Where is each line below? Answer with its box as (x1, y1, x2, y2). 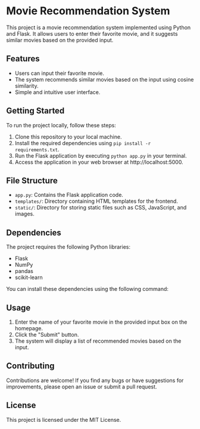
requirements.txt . (14, 146, 60, 153)
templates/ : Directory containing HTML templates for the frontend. (14, 198, 179, 205)
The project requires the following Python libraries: (6, 243, 131, 250)
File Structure (6, 176, 58, 186)
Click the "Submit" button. (14, 331, 79, 338)
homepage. (14, 325, 43, 331)
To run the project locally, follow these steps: (6, 121, 116, 129)
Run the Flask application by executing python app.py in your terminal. (14, 152, 187, 159)
